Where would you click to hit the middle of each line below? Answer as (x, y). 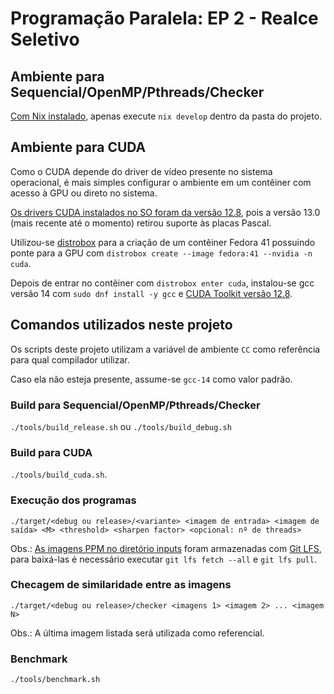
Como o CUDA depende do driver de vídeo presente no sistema (141, 171)
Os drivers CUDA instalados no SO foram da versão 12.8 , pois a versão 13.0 (165, 212)
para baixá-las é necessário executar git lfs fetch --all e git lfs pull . (163, 559)
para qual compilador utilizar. (70, 359)
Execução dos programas (73, 500)
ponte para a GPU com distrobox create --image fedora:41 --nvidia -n (161, 253)
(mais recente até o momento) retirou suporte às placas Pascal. (141, 223)
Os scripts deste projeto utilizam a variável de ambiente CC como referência (165, 349)
